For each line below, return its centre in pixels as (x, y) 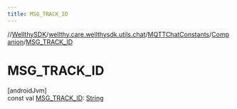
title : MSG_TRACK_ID (38, 14)
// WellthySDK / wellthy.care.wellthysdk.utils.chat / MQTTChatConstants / (110, 34)
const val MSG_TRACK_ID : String (56, 98)
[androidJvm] (27, 90)
